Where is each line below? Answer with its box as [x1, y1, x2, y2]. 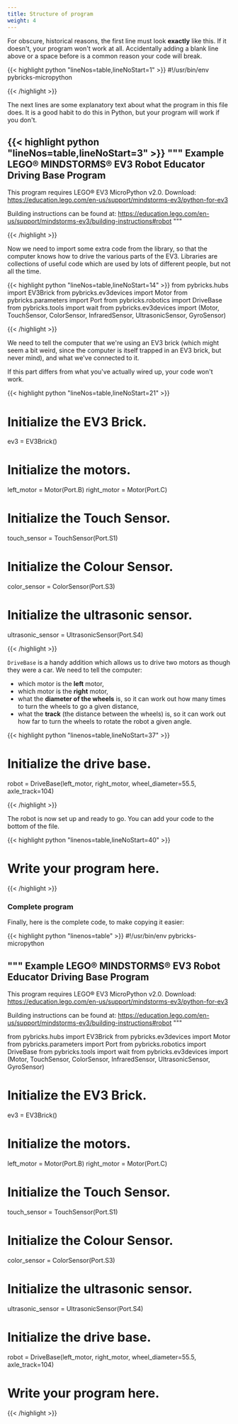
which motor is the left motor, [17, 680, 104, 687]
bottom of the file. [7, 822, 60, 830]
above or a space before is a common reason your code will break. [7, 51, 203, 60]
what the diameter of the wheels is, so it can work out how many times [17, 695, 227, 703]
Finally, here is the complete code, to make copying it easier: [7, 918, 184, 927]
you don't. [7, 115, 38, 124]
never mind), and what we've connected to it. [7, 354, 140, 362]
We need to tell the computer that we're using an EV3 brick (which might [7, 339, 220, 347]
